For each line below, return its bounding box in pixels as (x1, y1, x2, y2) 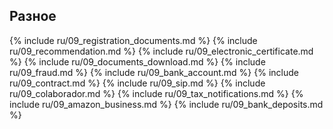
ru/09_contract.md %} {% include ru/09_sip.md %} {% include (9, 77, 266, 89)
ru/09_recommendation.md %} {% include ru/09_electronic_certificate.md (9, 45, 314, 57)
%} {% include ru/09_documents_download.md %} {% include (9, 55, 266, 68)
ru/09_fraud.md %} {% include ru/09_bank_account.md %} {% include (9, 66, 299, 78)
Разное (9, 8, 57, 25)
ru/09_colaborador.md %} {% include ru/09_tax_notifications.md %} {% (9, 87, 304, 99)
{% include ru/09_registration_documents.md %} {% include (9, 34, 258, 46)
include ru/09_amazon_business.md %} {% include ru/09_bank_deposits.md (9, 98, 324, 110)
